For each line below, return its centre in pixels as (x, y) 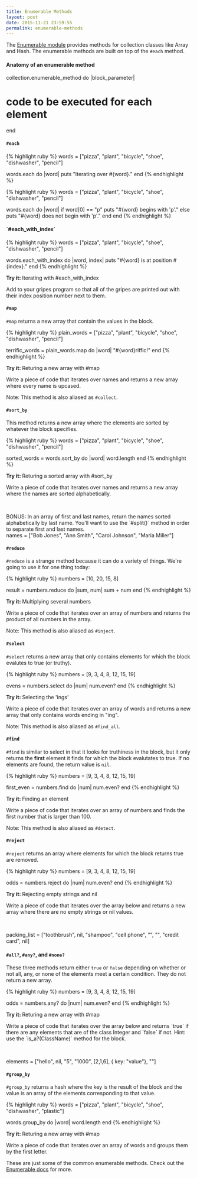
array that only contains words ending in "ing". (63, 715)
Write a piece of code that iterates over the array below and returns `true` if (97, 1026)
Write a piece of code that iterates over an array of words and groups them (97, 1145)
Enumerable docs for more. (39, 1169)
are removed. (22, 860)
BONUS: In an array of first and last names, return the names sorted (88, 517)
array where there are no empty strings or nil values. (70, 912)
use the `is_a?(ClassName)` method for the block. (66, 1039)
